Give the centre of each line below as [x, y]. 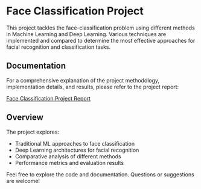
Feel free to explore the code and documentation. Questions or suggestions [100, 174]
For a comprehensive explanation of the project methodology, [83, 80]
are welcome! [23, 181]
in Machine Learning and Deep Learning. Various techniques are [86, 34]
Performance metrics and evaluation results [69, 163]
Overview [25, 118]
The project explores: [33, 132]
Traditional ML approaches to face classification [75, 143]
